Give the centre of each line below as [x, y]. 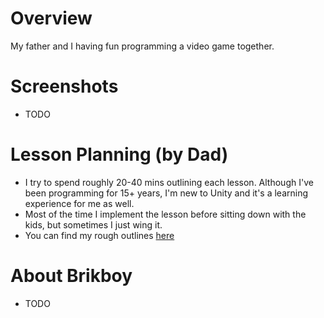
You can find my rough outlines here [99, 235]
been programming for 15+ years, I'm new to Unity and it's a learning [166, 193]
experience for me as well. [79, 203]
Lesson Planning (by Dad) [119, 154]
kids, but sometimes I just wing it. [93, 224]
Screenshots [64, 86]
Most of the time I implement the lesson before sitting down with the [165, 214]
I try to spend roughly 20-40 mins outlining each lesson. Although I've [169, 182]
